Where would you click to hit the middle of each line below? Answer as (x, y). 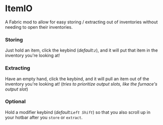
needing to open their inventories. (39, 27)
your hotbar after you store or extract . (44, 117)
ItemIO (19, 9)
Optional (15, 102)
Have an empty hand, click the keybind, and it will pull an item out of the (77, 79)
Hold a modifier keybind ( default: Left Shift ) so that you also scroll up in (78, 112)
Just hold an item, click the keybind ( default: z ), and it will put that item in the (81, 50)
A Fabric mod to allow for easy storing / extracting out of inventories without (81, 22)
